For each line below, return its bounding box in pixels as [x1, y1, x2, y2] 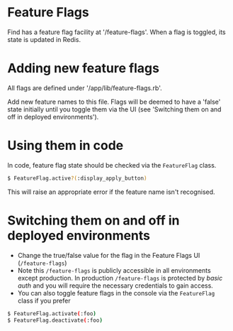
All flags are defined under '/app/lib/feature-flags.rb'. [7, 83, 162, 92]
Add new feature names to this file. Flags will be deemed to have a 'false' [7, 97, 221, 106]
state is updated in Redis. [7, 35, 81, 43]
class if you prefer [17, 296, 71, 305]
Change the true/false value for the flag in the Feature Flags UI [17, 251, 200, 259]
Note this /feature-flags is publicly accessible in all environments [17, 266, 211, 274]
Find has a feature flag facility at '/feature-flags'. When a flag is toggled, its [7, 28, 226, 36]
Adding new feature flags [7, 60, 159, 77]
